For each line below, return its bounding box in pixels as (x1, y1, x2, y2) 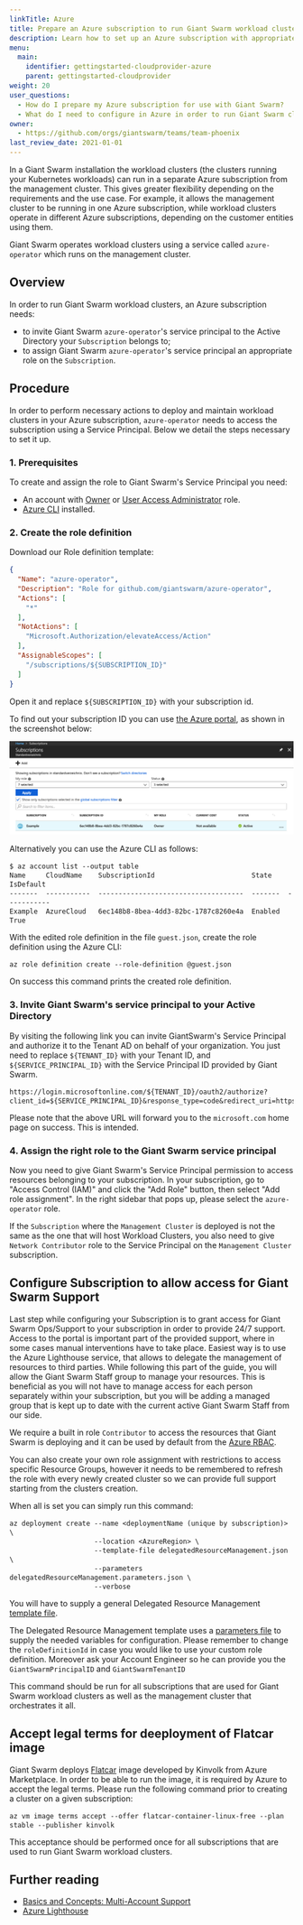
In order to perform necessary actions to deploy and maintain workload (9, 404, 274, 415)
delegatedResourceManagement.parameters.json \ (9, 1573, 192, 1582)
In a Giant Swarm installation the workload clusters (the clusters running (9, 164, 277, 175)
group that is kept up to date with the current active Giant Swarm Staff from (9, 1400, 290, 1411)
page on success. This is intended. (9, 1122, 140, 1133)
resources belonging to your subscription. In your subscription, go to (9, 1174, 265, 1186)
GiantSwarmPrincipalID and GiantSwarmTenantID (9, 1663, 186, 1674)
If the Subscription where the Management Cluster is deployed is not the (9, 1221, 276, 1232)
